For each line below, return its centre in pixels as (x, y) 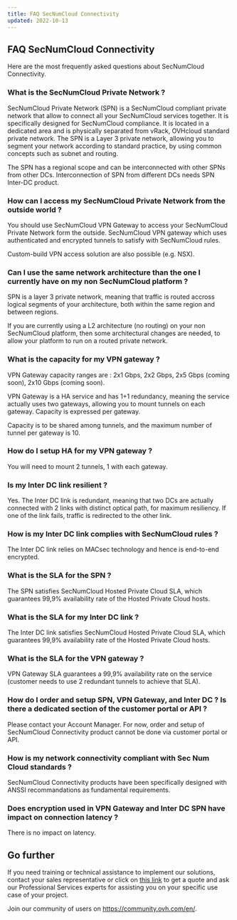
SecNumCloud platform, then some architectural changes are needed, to (114, 333)
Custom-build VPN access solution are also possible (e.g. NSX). (101, 254)
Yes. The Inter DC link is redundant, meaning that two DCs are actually (110, 501)
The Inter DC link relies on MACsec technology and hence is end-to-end (113, 549)
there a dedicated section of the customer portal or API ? (107, 709)
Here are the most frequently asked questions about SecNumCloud (106, 67)
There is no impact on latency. (52, 832)
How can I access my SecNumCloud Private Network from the (116, 201)
